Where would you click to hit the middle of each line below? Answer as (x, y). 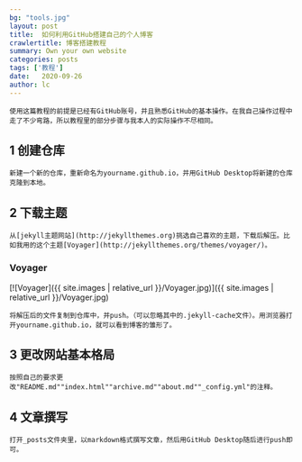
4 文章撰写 (39, 417)
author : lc (30, 85)
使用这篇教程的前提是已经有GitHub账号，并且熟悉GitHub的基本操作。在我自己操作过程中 (151, 111)
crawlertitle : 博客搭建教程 (58, 43)
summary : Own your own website (68, 51)
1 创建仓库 (37, 151)
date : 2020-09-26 (46, 77)
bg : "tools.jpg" (40, 18)
